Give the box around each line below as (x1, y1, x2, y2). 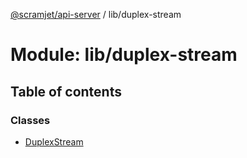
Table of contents (10, 83, 122, 100)
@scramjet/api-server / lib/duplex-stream (10, 9, 182, 20)
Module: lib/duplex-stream (10, 44, 238, 66)
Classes (10, 113, 51, 127)
